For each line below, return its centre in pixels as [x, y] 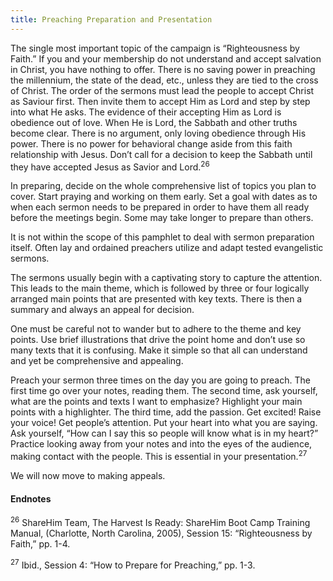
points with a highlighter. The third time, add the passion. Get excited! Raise [166, 412]
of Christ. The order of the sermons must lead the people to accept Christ [162, 90]
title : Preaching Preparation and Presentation [111, 19]
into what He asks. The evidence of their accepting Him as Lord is [146, 112]
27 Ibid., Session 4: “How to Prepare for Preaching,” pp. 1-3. [133, 564]
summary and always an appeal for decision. [102, 310]
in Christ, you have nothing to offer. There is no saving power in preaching [163, 69]
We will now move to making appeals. [88, 475]
